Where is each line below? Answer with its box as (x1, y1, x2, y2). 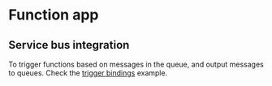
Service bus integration (8, 38, 130, 52)
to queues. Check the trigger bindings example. (8, 68, 168, 78)
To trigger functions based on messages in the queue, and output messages (8, 59, 264, 69)
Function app (8, 6, 99, 24)
